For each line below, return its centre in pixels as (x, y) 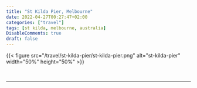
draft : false (22, 39)
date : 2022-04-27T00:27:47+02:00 (47, 17)
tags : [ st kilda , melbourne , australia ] (56, 28)
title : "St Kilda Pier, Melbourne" (50, 11)
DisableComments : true (34, 33)
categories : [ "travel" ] (35, 22)
